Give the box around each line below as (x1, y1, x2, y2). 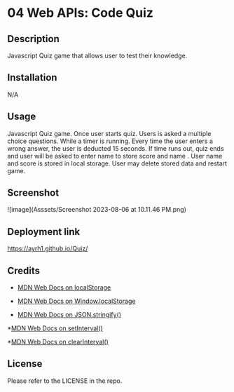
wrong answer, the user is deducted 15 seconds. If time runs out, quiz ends (7, 144, 224, 152)
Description (7, 33, 60, 45)
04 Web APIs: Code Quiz (7, 5, 154, 21)
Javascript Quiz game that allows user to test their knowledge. (7, 51, 188, 60)
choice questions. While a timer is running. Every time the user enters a (7, 137, 214, 145)
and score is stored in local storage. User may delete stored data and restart (7, 159, 228, 168)
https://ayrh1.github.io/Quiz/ (7, 244, 88, 253)
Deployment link (7, 226, 81, 238)
